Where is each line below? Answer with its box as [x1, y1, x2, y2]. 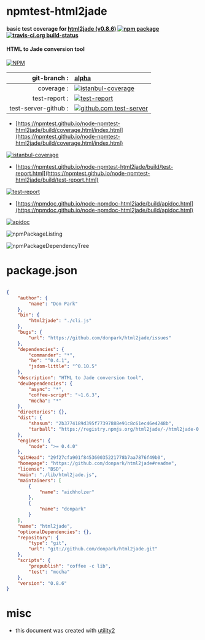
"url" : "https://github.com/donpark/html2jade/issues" [28, 334, 172, 341]
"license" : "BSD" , [17, 466, 64, 472]
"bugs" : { [17, 330, 43, 336]
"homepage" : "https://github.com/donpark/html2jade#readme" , [17, 460, 177, 467]
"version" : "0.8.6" [17, 580, 68, 587]
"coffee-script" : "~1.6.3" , [28, 391, 100, 398]
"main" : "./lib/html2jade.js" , [17, 471, 98, 478]
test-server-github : [9, 104, 69, 112]
